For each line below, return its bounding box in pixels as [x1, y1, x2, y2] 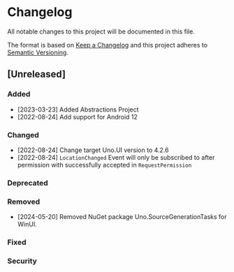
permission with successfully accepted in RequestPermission [17, 160, 192, 169]
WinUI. [17, 220, 37, 229]
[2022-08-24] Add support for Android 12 [17, 112, 138, 121]
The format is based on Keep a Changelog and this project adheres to [7, 40, 208, 49]
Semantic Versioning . [7, 48, 68, 56]
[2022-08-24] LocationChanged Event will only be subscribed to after [17, 153, 215, 161]
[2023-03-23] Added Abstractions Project [17, 105, 139, 114]
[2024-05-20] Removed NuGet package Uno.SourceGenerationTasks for [17, 213, 227, 221]
